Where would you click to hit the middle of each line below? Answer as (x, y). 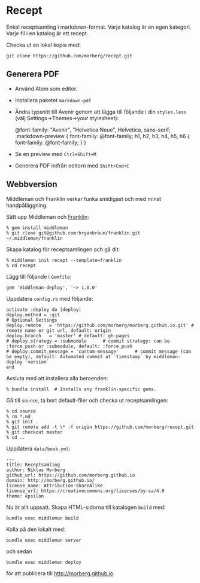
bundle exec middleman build (43, 518)
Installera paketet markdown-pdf (53, 100)
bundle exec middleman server (44, 540)
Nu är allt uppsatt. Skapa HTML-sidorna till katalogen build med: (86, 507)
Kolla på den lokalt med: (36, 529)
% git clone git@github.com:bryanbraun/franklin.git (73, 233)
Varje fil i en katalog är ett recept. (47, 33)
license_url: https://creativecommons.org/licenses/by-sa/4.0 (85, 491)
